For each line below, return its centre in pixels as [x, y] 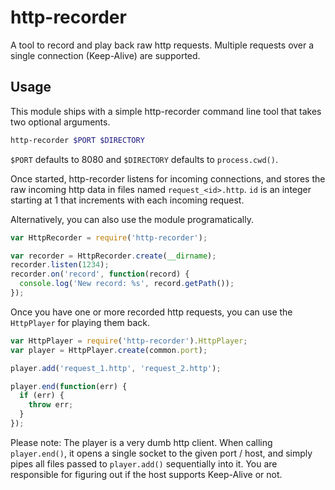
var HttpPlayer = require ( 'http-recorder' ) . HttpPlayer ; [129, 341]
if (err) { [42, 396]
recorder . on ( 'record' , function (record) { [100, 274]
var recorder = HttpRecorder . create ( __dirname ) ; [113, 256]
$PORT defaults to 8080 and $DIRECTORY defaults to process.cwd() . [144, 159]
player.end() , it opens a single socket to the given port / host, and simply [161, 453]
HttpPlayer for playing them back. [80, 322]
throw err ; [51, 405]
